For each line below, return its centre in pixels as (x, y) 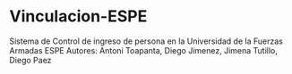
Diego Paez (30, 60)
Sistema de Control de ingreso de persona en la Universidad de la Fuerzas (146, 41)
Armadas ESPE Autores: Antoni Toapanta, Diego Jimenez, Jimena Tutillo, (143, 50)
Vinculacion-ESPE (78, 16)
